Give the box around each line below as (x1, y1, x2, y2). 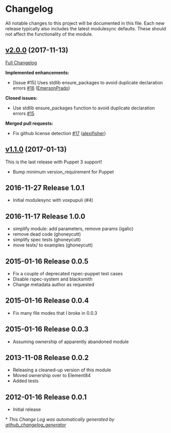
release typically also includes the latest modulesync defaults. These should (5, 25, 166, 31)
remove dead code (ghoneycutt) (12, 231, 81, 237)
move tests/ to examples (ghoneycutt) (12, 242, 93, 248)
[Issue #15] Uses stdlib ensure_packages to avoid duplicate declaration (12, 79, 163, 85)
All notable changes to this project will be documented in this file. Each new (5, 20, 165, 26)
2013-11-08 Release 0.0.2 (5, 353, 89, 362)
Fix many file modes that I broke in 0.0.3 (12, 310, 97, 316)
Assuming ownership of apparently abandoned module (12, 338, 129, 345)
